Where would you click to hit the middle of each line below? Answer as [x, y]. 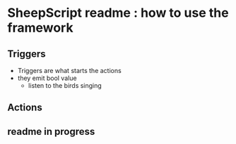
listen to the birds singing [65, 85]
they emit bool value [47, 78]
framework [40, 28]
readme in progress [51, 131]
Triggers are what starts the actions [69, 71]
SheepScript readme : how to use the [118, 13]
